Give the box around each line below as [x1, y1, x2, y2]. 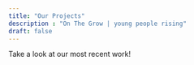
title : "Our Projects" [8, 11, 85, 20]
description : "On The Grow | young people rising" [8, 19, 187, 28]
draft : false [8, 27, 53, 35]
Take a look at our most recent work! [8, 50, 131, 59]
